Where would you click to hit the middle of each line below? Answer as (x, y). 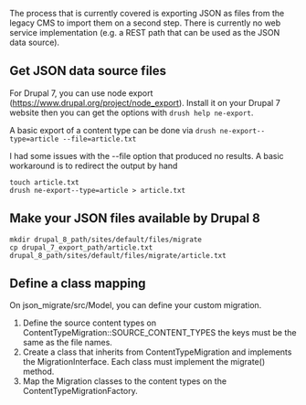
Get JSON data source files (88, 71)
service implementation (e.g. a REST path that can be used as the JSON (145, 32)
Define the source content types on (90, 323)
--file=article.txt (100, 139)
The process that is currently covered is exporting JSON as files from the (147, 13)
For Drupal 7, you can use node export (81, 93)
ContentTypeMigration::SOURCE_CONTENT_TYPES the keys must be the (159, 333)
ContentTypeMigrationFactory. (80, 391)
